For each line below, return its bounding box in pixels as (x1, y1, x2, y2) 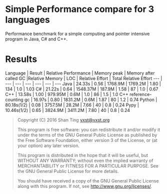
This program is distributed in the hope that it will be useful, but (17, 152, 148, 158)
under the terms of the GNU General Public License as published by (17, 131, 157, 138)
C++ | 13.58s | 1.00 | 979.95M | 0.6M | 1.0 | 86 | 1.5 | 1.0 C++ (5, 91, 129, 97)
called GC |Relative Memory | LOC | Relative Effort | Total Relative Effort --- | (5, 75, 162, 81)
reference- (129, 91, 152, 97)
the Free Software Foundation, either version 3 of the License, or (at (17, 137, 157, 143)
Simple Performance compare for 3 (5, 3, 154, 15)
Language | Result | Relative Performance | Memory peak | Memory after (5, 70, 155, 76)
